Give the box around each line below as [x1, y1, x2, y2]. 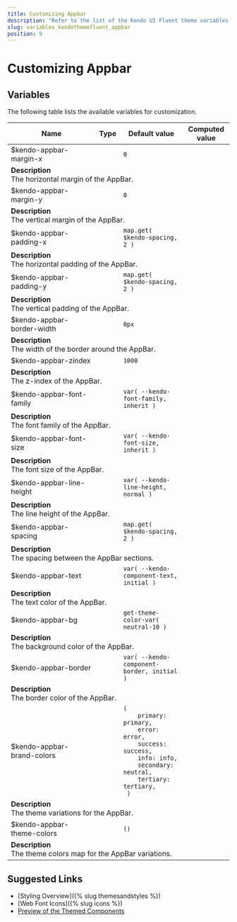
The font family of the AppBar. [11, 421, 111, 431]
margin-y [11, 195, 43, 205]
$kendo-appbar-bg [11, 615, 78, 625]
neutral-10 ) [123, 623, 167, 631]
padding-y [11, 281, 47, 291]
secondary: [137, 761, 174, 769]
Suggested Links [7, 872, 83, 885]
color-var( [123, 616, 160, 624]
